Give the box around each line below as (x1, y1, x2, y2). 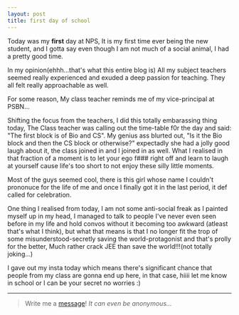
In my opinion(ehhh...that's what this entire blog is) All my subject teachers (7, 66, 226, 74)
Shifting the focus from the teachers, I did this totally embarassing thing (7, 115, 218, 125)
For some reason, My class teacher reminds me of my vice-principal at (7, 94, 215, 103)
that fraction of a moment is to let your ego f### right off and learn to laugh (7, 154, 229, 162)
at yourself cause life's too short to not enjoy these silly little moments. (7, 161, 215, 170)
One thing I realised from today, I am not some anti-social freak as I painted (7, 204, 228, 212)
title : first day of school (7, 17, 91, 24)
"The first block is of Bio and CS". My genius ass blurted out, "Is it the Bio (7, 131, 223, 140)
